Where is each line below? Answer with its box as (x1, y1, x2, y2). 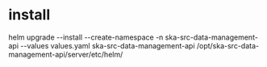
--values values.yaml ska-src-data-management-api (19, 40, 195, 50)
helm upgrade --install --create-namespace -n (8, 32, 164, 42)
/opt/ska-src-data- (196, 40, 260, 50)
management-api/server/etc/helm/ (8, 49, 123, 59)
